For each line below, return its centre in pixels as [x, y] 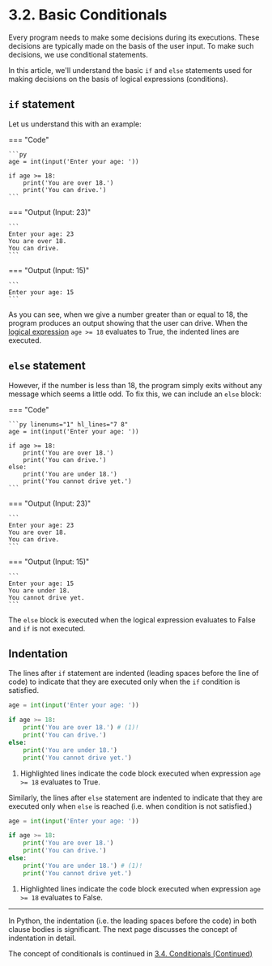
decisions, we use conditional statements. [78, 54]
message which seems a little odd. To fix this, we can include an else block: [135, 394]
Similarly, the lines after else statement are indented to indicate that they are [136, 797]
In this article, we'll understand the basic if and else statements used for [130, 70]
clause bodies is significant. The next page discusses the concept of [123, 929]
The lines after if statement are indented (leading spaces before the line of [134, 673]
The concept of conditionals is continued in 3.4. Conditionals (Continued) [131, 953]
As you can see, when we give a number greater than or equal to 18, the [128, 314]
